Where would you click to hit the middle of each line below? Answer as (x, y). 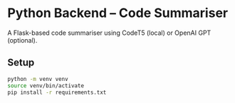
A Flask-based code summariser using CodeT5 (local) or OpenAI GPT (109, 33)
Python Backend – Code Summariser (118, 13)
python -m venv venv (38, 79)
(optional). (22, 40)
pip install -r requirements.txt (57, 92)
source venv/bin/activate (46, 86)
